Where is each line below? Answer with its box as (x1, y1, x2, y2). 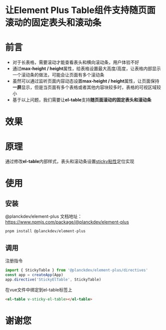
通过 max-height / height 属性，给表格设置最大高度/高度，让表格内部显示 (12, 65, 161, 71)
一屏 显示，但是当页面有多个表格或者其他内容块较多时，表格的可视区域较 (12, 84, 161, 90)
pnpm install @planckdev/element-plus (5, 228, 86, 234)
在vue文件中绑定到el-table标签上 (5, 286, 72, 292)
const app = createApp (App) (5, 272, 64, 277)
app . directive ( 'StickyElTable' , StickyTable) (5, 277, 101, 282)
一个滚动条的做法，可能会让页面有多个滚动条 (12, 72, 105, 78)
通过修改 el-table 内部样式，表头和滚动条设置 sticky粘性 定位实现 (5, 158, 135, 164)
